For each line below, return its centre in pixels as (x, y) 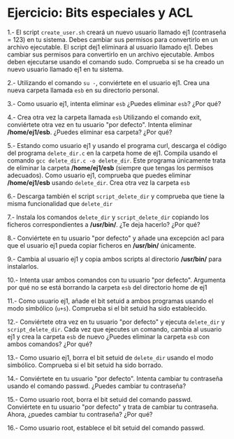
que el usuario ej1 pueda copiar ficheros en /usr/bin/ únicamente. (102, 245)
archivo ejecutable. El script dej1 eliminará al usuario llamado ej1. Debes (110, 47)
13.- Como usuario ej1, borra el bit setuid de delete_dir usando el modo (110, 357)
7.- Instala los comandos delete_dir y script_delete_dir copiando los (108, 217)
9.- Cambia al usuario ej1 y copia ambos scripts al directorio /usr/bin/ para (115, 259)
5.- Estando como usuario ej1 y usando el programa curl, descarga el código (117, 145)
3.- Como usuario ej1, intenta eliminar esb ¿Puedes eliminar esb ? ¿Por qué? (114, 103)
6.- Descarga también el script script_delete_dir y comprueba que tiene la (116, 196)
